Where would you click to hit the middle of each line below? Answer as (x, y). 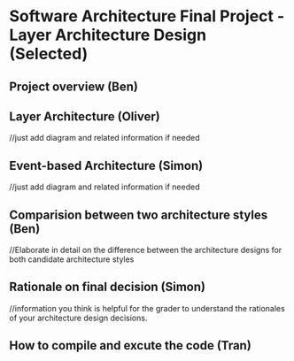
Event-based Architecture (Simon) (106, 165)
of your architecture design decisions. (78, 318)
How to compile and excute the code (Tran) (131, 346)
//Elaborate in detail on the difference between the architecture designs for (146, 250)
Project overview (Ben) (74, 86)
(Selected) (49, 54)
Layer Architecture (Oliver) (85, 116)
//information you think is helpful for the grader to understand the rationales (147, 308)
